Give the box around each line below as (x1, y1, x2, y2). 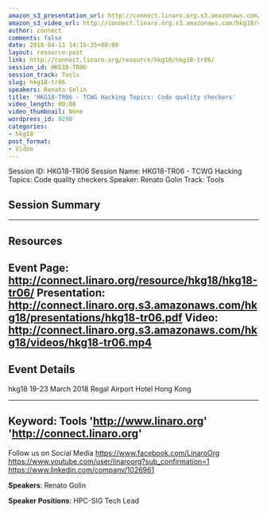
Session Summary (8, 198, 101, 212)
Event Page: (8, 261, 69, 274)
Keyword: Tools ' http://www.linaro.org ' (8, 414, 208, 428)
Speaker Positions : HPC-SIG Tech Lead (8, 496, 140, 505)
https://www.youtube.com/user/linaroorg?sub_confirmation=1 (8, 457, 210, 466)
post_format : (8, 137, 52, 146)
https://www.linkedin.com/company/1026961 (8, 464, 155, 474)
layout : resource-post (8, 49, 83, 56)
